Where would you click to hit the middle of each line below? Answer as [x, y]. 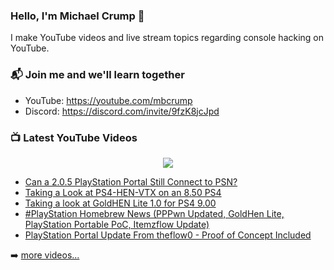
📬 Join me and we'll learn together [97, 75]
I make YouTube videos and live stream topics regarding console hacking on [167, 38]
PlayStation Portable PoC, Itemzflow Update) [117, 224]
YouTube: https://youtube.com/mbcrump [108, 100]
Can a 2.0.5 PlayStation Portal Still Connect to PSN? [131, 181]
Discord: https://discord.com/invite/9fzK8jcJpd [122, 111]
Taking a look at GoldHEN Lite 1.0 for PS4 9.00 [120, 203]
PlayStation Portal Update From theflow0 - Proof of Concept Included [168, 235]
